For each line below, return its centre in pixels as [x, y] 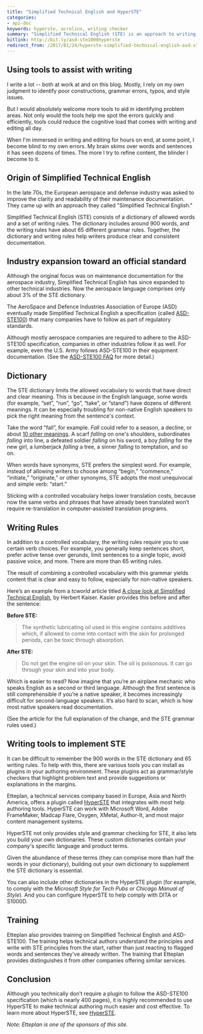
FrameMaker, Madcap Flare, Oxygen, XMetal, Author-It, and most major [95, 815]
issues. [16, 97]
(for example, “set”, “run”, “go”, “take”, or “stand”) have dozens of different [99, 403]
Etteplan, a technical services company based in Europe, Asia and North [96, 795]
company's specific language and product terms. [68, 846]
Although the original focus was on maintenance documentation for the [95, 276]
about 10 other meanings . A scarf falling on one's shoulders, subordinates [98, 434]
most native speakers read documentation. [60, 707]
